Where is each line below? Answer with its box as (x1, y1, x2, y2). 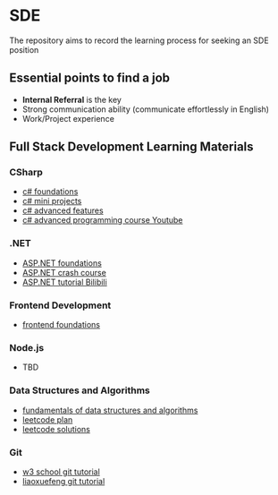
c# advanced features (21, 205, 105, 216)
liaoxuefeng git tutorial (21, 475, 105, 486)
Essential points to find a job (9, 71, 171, 86)
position (9, 44, 39, 55)
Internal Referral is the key (21, 94, 122, 105)
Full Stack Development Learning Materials (9, 140, 254, 155)
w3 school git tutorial (21, 466, 100, 477)
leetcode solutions (21, 423, 91, 434)
